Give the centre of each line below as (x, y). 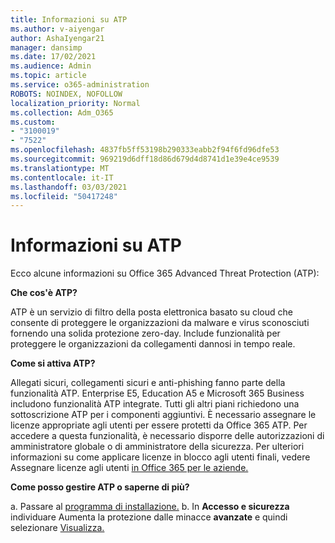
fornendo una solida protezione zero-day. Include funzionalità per (145, 333)
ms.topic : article (48, 76)
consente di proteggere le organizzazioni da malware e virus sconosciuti (160, 323)
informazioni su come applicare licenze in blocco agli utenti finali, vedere (160, 457)
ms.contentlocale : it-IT (62, 177)
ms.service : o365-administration (80, 85)
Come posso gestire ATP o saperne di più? (100, 487)
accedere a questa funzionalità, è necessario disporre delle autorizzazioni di (167, 436)
